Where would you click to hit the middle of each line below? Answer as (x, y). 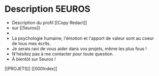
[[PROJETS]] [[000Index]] (31, 68)
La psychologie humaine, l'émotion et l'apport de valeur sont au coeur (83, 38)
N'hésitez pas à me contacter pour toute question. (63, 54)
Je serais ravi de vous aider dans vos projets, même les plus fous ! (79, 49)
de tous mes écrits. (31, 43)
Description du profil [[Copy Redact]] (49, 23)
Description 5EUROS (48, 9)
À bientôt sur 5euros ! (34, 59)
